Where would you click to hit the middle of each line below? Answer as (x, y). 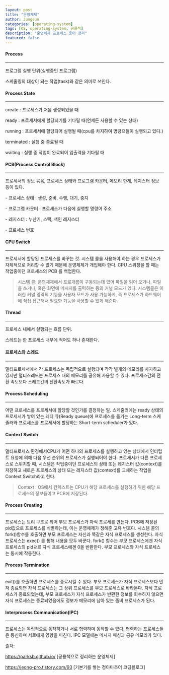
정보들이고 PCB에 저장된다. (62, 493)
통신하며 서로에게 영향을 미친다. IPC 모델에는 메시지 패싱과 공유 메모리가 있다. (86, 635)
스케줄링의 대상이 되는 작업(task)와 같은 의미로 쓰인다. (58, 82)
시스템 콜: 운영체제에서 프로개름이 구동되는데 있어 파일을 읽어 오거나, (84, 282)
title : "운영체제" (22, 15)
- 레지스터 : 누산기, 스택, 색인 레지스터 (42, 219)
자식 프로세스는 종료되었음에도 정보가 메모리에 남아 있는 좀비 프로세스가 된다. (80, 600)
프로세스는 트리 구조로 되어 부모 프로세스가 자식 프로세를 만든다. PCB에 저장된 (81, 521)
